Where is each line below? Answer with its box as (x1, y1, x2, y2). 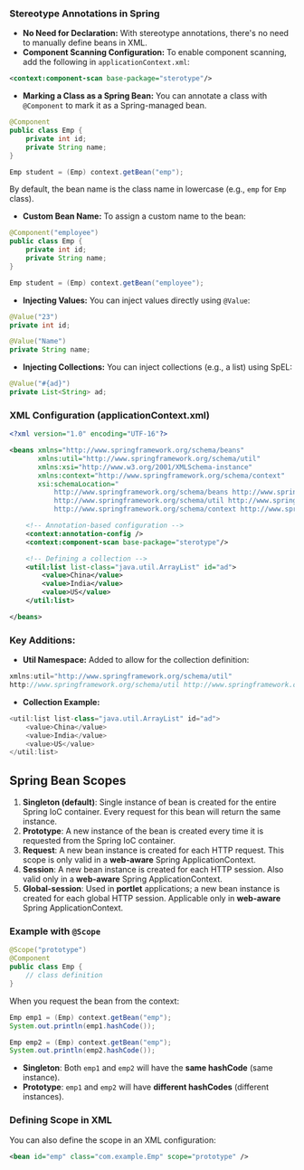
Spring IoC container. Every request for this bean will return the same (22, 807, 281, 817)
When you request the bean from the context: (9, 995, 179, 1006)
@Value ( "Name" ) (9, 337, 67, 346)
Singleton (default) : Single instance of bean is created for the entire (22, 797, 278, 807)
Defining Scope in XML (9, 1114, 113, 1127)
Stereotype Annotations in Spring (9, 7, 160, 20)
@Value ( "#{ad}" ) (9, 379, 71, 389)
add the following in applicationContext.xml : (22, 57, 190, 68)
